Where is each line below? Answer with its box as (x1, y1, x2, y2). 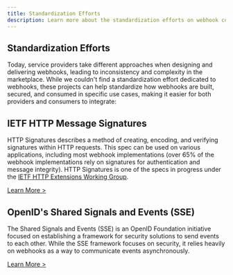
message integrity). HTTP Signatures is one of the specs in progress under (7, 166, 222, 174)
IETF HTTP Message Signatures (7, 117, 147, 129)
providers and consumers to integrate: (7, 98, 116, 106)
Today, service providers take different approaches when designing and (7, 60, 213, 69)
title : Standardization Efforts (7, 10, 101, 17)
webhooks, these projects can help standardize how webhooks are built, (7, 82, 214, 91)
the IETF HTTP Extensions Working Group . (7, 172, 129, 181)
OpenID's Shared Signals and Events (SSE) (7, 206, 196, 218)
